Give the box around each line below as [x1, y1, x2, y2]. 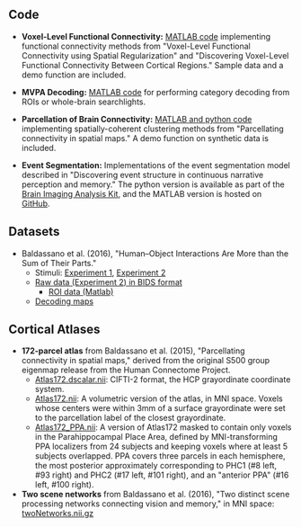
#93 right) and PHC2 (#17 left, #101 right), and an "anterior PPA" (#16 [34, 469, 289, 480]
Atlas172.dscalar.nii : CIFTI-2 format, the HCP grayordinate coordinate [34, 374, 291, 385]
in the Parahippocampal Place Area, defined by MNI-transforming [34, 432, 278, 442]
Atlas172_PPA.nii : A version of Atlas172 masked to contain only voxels [34, 422, 292, 433]
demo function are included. [21, 69, 127, 80]
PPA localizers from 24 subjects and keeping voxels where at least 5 [34, 441, 288, 452]
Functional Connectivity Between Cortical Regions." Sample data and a [21, 59, 284, 70]
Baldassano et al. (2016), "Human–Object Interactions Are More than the [21, 247, 289, 259]
